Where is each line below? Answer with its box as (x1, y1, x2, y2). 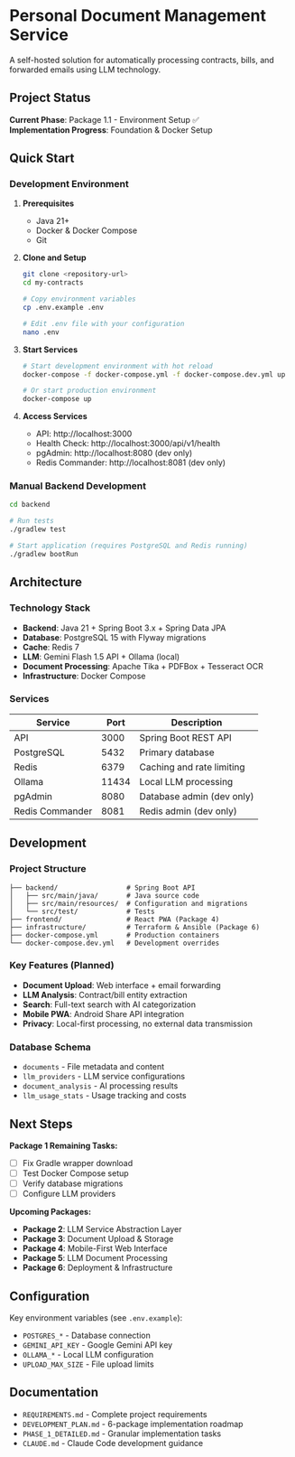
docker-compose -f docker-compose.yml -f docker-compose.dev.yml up (22, 369, 286, 379)
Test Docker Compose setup (22, 1168, 129, 1179)
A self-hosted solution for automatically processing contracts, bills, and (9, 54, 275, 65)
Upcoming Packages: (9, 1207, 92, 1218)
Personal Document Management (9, 5, 266, 26)
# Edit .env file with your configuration (22, 319, 185, 328)
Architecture (9, 574, 83, 590)
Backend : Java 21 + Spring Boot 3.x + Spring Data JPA (22, 622, 226, 633)
